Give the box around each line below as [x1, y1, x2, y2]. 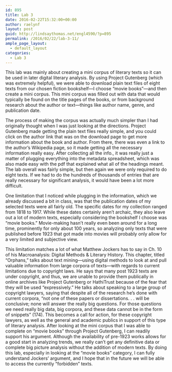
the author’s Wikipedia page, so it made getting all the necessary [5, 145, 143, 151]
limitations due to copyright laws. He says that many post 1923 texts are [5, 268, 158, 275]
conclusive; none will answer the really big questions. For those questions [5, 301, 162, 307]
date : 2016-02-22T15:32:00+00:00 [5, 17, 77, 22]
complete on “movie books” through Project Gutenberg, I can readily [5, 328, 150, 334]
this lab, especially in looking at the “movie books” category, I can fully [5, 350, 155, 356]
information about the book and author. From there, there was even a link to [5, 139, 165, 145]
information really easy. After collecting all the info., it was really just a [5, 150, 154, 156]
